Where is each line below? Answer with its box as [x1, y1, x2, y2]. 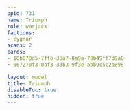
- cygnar [7, 36, 32, 43]
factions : [7, 29, 36, 36]
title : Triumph [7, 80, 51, 87]
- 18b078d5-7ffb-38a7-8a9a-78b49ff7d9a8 [7, 55, 125, 62]
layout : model [7, 74, 48, 80]
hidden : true [7, 93, 45, 100]
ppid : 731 [7, 10, 36, 17]
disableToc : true [7, 87, 57, 93]
